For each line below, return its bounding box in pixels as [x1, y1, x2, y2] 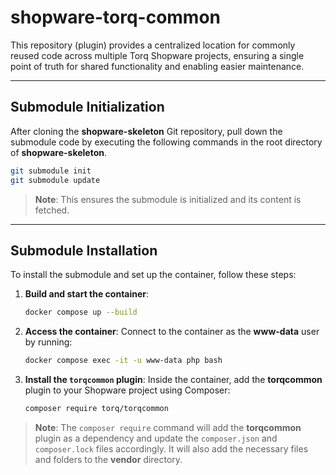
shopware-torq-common [10, 6, 222, 29]
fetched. [34, 204, 70, 216]
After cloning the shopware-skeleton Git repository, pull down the [10, 125, 283, 137]
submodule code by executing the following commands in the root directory [10, 136, 323, 148]
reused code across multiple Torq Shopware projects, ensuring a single [10, 49, 305, 61]
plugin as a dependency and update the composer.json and [34, 432, 278, 444]
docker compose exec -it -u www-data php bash [24, 356, 223, 366]
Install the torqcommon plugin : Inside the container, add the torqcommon [24, 374, 323, 386]
